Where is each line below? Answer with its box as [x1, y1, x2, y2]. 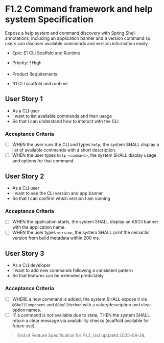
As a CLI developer [12, 262, 51, 268]
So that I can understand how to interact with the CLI [12, 118, 119, 124]
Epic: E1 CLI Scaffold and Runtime [12, 50, 81, 56]
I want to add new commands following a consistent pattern [12, 268, 133, 273]
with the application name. [12, 224, 66, 230]
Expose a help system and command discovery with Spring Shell [5, 30, 136, 36]
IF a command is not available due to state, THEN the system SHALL [12, 312, 150, 318]
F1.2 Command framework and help [5, 3, 153, 15]
